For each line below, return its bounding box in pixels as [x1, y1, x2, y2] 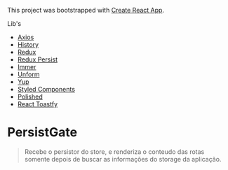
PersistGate [7, 125, 78, 141]
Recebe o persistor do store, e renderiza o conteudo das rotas [24, 147, 205, 156]
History [17, 41, 39, 48]
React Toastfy [17, 100, 58, 108]
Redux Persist [17, 55, 58, 64]
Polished [17, 92, 43, 101]
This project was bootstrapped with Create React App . [7, 6, 165, 14]
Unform [17, 70, 40, 78]
